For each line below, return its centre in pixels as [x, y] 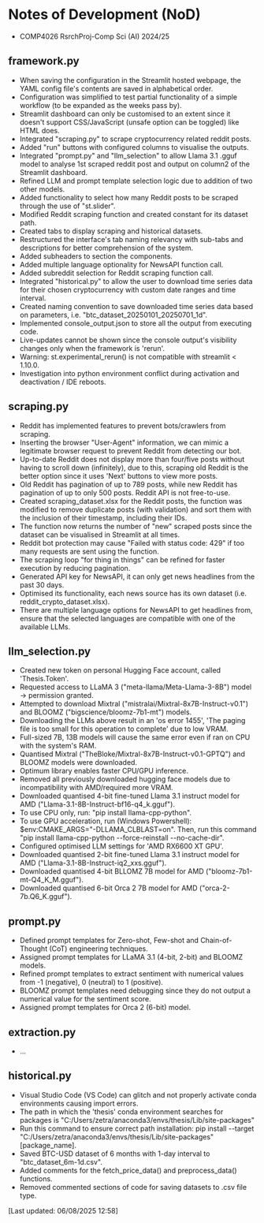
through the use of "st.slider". [67, 206]
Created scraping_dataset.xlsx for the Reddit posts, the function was [131, 501]
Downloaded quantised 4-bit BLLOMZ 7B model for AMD [112, 871]
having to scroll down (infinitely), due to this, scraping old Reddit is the [134, 468]
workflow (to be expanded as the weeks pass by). [101, 105]
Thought [33, 949]
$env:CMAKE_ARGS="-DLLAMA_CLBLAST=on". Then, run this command [138, 830]
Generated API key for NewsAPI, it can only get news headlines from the [137, 576]
